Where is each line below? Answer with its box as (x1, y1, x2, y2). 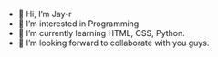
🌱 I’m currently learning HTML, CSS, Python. (17, 28, 185, 38)
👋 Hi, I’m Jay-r (17, 9, 72, 19)
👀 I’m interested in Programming (17, 18, 140, 29)
